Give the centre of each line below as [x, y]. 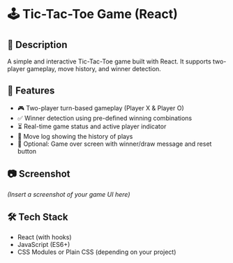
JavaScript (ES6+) [44, 245]
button [27, 151]
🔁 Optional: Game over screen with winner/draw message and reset [114, 144]
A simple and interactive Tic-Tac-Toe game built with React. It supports [109, 61]
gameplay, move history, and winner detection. [94, 69]
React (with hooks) [44, 237]
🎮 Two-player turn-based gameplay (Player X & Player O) [101, 108]
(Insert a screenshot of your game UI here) [69, 194]
